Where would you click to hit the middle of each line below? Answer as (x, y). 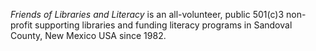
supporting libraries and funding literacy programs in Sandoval (163, 25)
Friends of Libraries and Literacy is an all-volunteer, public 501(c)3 (147, 14)
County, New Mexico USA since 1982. (88, 35)
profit (21, 25)
